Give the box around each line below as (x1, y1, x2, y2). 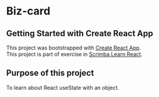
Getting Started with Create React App (6, 28, 154, 39)
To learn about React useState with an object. (6, 84, 119, 91)
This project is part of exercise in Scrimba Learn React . (6, 51, 143, 58)
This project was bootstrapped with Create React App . (6, 44, 142, 51)
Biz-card (6, 4, 51, 18)
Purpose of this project (6, 68, 95, 78)
